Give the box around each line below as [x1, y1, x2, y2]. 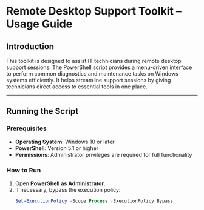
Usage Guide [6, 17, 73, 31]
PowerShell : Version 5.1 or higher [15, 144, 99, 152]
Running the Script [6, 106, 79, 116]
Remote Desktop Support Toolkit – [6, 4, 182, 18]
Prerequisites [6, 124, 47, 133]
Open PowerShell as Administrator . [15, 180, 106, 187]
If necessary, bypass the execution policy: [15, 186, 121, 193]
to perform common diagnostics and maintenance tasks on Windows [6, 70, 179, 77]
